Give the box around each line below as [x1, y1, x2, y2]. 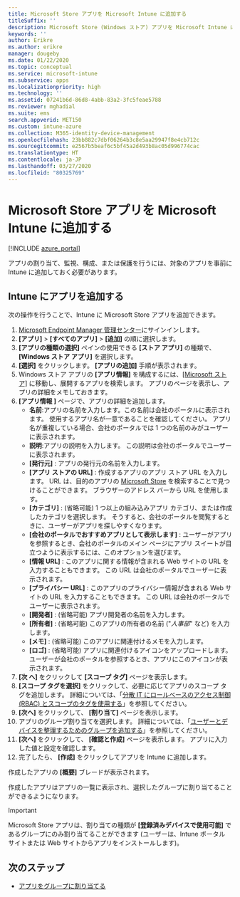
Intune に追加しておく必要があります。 [8, 268, 122, 276]
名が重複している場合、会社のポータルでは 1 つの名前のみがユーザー [28, 424, 229, 432]
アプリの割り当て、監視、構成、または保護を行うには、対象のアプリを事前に [8, 258, 233, 267]
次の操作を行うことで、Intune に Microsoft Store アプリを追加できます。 [8, 310, 220, 319]
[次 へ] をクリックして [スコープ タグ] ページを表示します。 [18, 673, 192, 681]
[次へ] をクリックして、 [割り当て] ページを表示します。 [18, 708, 182, 717]
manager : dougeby [8, 51, 60, 58]
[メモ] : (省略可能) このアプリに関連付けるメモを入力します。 [28, 637, 207, 646]
